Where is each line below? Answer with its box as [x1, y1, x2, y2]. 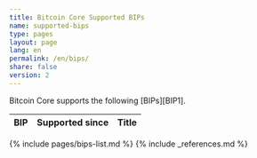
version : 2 [9, 71, 50, 80]
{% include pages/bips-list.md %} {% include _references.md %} [9, 138, 249, 149]
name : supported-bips [9, 21, 90, 30]
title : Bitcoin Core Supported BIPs [9, 12, 145, 22]
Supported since [36, 116, 109, 129]
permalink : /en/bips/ [9, 54, 90, 63]
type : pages [9, 29, 53, 38]
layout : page [9, 37, 58, 47]
